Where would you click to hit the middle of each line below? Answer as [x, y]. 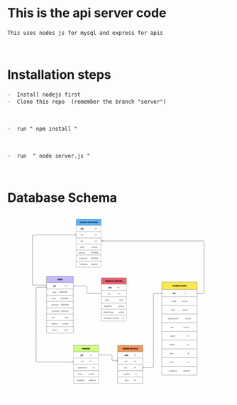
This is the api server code [87, 13]
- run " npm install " [43, 129]
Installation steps [59, 75]
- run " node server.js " [49, 156]
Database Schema [62, 198]
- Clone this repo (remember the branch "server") [87, 102]
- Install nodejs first [44, 94]
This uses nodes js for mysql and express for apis [85, 33]
